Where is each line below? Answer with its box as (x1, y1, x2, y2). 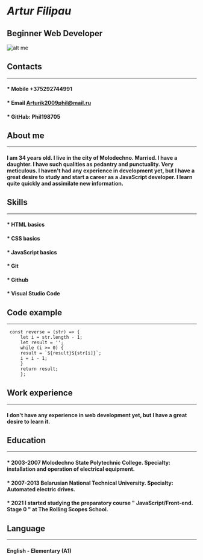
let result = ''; (20, 339, 64, 346)
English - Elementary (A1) (7, 547, 72, 554)
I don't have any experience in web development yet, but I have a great (7, 411, 187, 418)
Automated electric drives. (7, 485, 76, 492)
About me (7, 130, 45, 140)
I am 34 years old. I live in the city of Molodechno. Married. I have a (7, 154, 178, 161)
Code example (7, 307, 63, 318)
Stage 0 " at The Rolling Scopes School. (7, 506, 109, 513)
